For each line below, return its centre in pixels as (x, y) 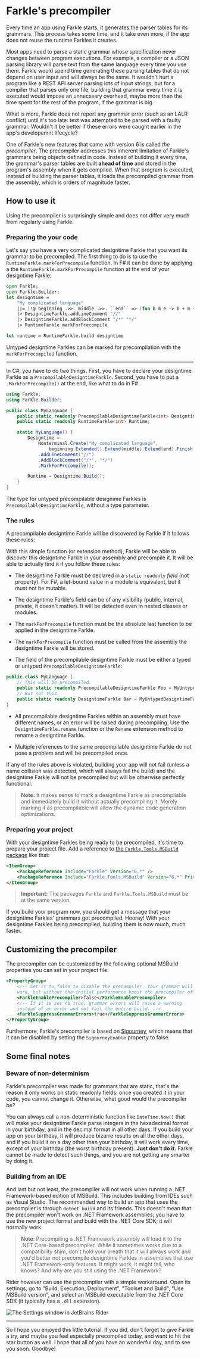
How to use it (31, 201)
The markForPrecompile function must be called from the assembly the (101, 642)
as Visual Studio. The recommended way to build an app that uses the (92, 1202)
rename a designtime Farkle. (50, 735)
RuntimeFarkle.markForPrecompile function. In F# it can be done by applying (99, 263)
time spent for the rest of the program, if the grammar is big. (80, 102)
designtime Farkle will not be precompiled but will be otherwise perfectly (95, 777)
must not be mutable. (41, 588)
